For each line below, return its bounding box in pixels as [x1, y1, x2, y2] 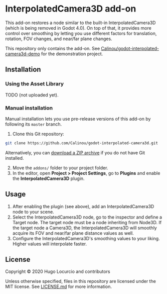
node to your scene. [12, 209, 54, 215]
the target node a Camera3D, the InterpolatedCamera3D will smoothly [12, 225, 157, 231]
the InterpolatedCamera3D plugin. [12, 175, 85, 181]
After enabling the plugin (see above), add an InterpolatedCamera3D [12, 203, 154, 209]
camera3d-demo [5, 51, 40, 57]
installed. [5, 155, 24, 161]
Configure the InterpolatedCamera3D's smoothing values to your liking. [12, 235, 160, 241]
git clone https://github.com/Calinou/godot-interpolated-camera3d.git [5, 140, 158, 146]
